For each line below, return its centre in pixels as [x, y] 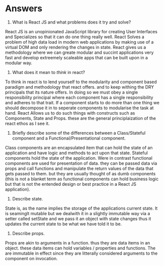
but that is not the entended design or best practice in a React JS [71, 184]
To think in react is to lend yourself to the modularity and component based [81, 82]
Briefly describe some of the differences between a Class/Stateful [79, 133]
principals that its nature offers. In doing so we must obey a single [71, 92]
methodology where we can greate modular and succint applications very [80, 52]
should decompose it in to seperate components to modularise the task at [80, 108]
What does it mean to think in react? [48, 72]
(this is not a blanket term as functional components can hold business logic [82, 179]
